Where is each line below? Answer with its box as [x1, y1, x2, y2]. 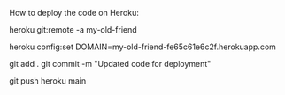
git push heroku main [9, 76, 87, 86]
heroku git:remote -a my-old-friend [9, 25, 137, 34]
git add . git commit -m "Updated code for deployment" [9, 59, 212, 69]
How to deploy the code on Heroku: [9, 8, 139, 18]
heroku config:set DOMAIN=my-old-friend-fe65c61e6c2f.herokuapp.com [9, 41, 277, 52]
